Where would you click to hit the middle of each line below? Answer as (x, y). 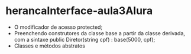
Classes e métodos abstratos (49, 46)
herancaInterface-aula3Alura (79, 11)
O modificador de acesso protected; (58, 27)
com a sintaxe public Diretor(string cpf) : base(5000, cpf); (85, 39)
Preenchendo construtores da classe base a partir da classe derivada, (100, 33)
